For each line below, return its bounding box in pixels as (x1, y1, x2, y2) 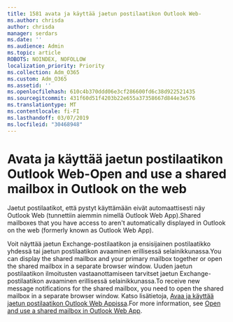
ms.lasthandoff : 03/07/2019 (7, 114, 90, 121)
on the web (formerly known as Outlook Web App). (7, 226, 154, 234)
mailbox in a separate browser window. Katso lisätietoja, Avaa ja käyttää (7, 292, 214, 300)
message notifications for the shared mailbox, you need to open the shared (7, 284, 224, 293)
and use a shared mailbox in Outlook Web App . (7, 307, 143, 315)
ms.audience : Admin (7, 43, 64, 50)
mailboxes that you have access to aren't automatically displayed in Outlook (7, 218, 226, 227)
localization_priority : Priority (7, 62, 105, 69)
